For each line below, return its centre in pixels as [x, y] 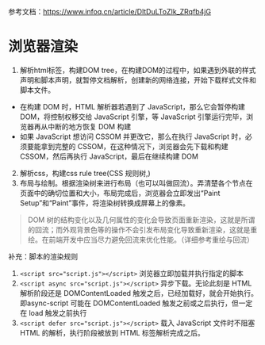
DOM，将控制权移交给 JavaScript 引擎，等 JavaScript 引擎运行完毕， [133, 117]
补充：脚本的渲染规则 [43, 256]
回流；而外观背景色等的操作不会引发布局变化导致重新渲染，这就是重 [146, 229]
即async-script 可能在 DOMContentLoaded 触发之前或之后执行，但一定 [136, 303]
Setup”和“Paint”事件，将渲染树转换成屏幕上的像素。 [105, 203]
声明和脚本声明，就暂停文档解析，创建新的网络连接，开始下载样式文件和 [138, 80]
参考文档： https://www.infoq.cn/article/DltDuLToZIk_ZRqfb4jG [110, 11]
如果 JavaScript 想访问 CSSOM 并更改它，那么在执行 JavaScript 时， [132, 136]
